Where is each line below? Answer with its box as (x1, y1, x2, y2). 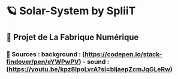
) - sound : (79, 57, 110, 66)
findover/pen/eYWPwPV (6, 57, 79, 66)
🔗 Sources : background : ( (6, 50, 85, 58)
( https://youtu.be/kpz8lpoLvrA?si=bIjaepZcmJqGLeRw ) (6, 65, 173, 73)
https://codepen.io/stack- (85, 50, 162, 58)
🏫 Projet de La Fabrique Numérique (6, 32, 139, 42)
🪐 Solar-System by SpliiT (6, 4, 136, 18)
